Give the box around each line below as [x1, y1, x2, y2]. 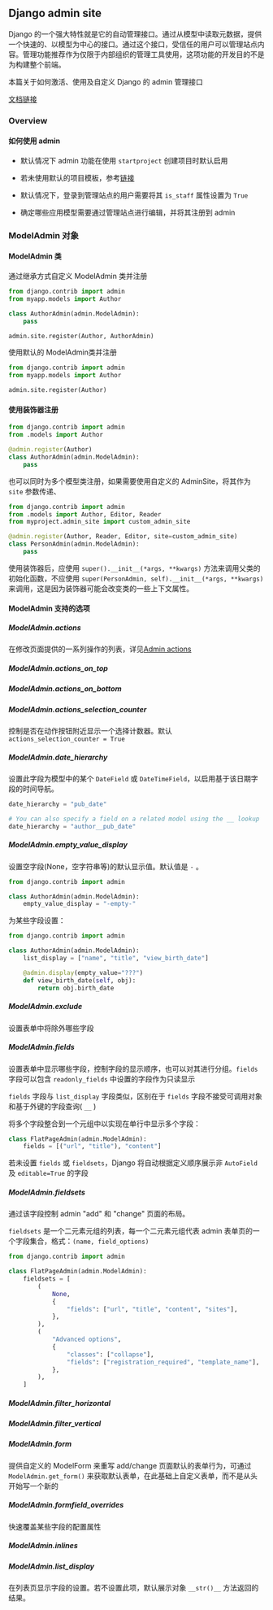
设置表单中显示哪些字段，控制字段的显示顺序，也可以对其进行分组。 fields [8, 1064, 258, 1073]
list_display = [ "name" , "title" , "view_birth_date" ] [23, 955, 209, 963]
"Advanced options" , [51, 1335, 122, 1344]
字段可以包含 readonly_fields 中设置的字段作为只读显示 [8, 1073, 196, 1084]
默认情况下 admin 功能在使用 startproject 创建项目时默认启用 [19, 155, 228, 165]
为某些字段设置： [8, 916, 66, 925]
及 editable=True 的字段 [8, 1168, 89, 1178]
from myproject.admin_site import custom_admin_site [8, 518, 191, 526]
